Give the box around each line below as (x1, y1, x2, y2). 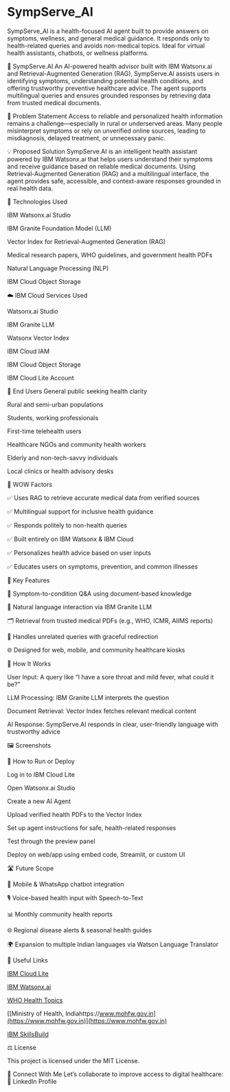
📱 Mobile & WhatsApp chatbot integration (7, 880, 124, 888)
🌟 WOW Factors (7, 480, 53, 488)
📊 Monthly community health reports (7, 910, 113, 918)
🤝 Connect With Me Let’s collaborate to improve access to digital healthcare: (7, 1070, 224, 1078)
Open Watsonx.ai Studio (7, 783, 76, 791)
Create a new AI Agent (7, 797, 71, 805)
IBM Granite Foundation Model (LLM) (7, 224, 112, 232)
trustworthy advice (7, 727, 60, 736)
